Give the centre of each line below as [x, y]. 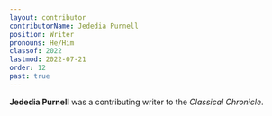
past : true [30, 76]
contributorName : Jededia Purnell [74, 26]
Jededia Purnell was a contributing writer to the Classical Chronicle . [136, 102]
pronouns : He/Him [42, 43]
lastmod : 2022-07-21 [48, 59]
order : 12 [28, 68]
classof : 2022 [36, 51]
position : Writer [42, 34]
